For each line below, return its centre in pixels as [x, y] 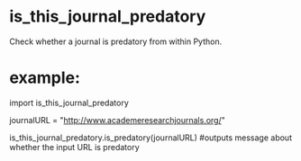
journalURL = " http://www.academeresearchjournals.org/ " [117, 120]
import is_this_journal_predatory [69, 103]
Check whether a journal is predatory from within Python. [116, 41]
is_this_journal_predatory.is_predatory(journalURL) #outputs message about [151, 138]
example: [45, 78]
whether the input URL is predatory [74, 147]
